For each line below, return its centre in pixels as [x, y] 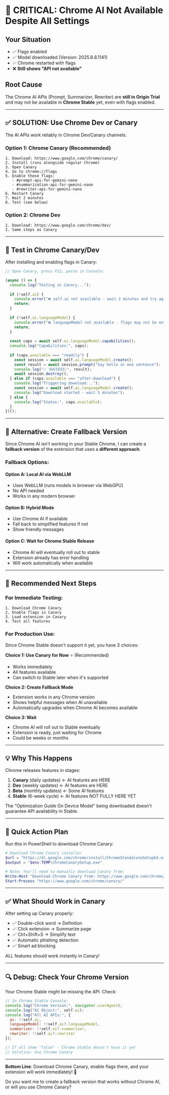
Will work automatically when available [53, 563]
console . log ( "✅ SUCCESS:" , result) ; [53, 369]
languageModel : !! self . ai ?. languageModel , [55, 1024]
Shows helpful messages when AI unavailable [60, 702]
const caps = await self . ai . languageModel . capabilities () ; [73, 341]
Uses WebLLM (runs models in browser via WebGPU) [68, 486]
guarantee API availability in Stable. [42, 811]
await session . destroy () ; [41, 374]
